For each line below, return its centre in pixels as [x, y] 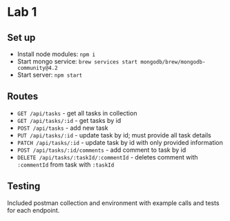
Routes [23, 96]
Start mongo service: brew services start [77, 61]
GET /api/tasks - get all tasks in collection [77, 113]
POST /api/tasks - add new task [63, 128]
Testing [24, 186]
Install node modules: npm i [56, 54]
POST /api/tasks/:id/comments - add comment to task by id [102, 150]
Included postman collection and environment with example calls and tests [113, 203]
